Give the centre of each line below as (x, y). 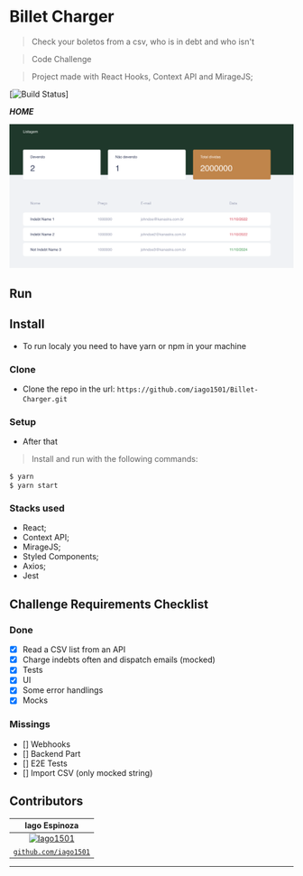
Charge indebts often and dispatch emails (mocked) (119, 659)
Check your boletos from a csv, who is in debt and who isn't (143, 41)
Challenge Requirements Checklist (109, 604)
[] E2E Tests (45, 763)
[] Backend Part (51, 753)
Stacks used (37, 509)
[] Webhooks (46, 744)
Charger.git (45, 399)
